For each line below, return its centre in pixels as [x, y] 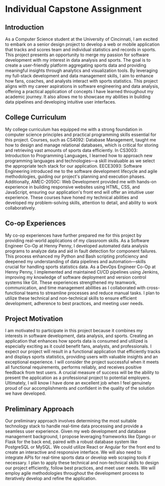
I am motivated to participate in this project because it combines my [74, 331]
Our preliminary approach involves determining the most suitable [71, 421]
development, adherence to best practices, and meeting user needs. [75, 303]
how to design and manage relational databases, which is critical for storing [82, 145]
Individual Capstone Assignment [73, 9]
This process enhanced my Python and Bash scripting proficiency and [76, 256]
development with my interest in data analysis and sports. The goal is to [78, 60]
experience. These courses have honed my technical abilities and [72, 197]
